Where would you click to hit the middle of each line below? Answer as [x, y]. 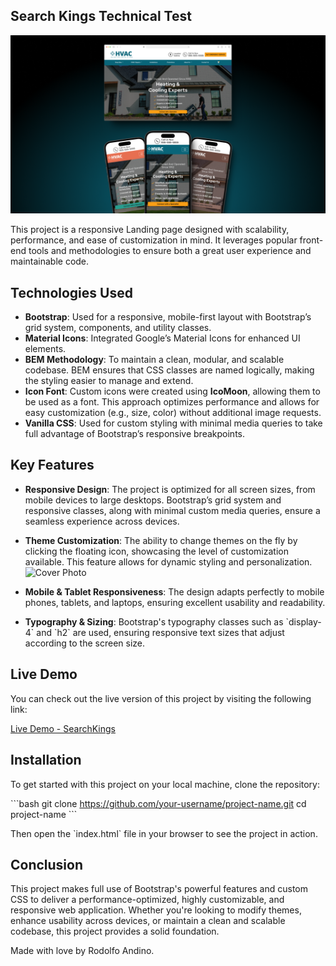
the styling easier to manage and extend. [109, 381]
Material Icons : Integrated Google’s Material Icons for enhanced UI [162, 338]
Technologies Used [71, 292]
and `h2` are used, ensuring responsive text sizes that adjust [160, 632]
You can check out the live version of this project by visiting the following [161, 698]
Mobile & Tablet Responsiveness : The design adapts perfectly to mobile [174, 591]
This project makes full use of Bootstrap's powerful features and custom [159, 889]
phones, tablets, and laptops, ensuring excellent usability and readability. [175, 602]
